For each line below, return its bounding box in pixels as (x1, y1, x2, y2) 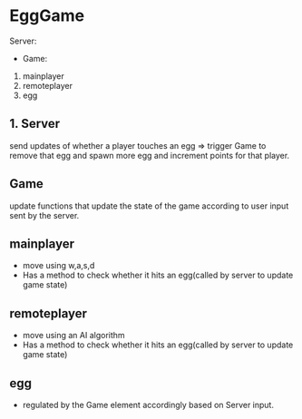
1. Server (9, 116, 61, 132)
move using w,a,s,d (22, 260, 95, 271)
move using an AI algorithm (22, 330, 125, 341)
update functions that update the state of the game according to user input (9, 200, 289, 211)
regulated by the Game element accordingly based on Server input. (22, 400, 275, 410)
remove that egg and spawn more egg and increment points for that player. (9, 150, 290, 161)
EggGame (9, 5, 84, 26)
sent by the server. (9, 209, 80, 220)
